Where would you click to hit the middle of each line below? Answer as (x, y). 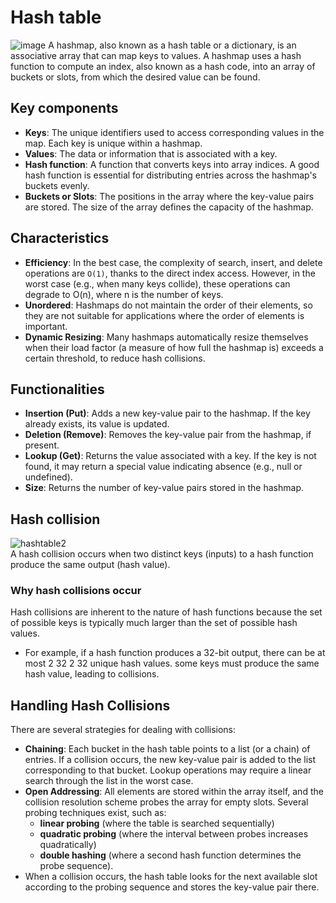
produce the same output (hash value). (90, 565)
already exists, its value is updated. (97, 424)
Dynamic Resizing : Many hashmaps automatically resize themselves (166, 337)
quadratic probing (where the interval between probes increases (174, 834)
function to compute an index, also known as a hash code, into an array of (163, 66)
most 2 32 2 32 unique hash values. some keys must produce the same (172, 663)
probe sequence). (76, 866)
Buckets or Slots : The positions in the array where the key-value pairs (169, 196)
